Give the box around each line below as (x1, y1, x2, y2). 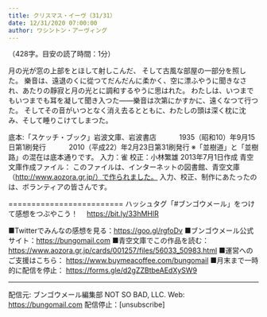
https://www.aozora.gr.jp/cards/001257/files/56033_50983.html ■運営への (8, 245, 253, 255)
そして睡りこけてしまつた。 (21, 116, 113, 126)
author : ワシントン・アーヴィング (8, 26, 108, 34)
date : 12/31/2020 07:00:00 (8, 19, 98, 27)
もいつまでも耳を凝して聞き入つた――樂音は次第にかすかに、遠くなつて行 (8, 96, 252, 106)
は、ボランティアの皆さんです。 (8, 182, 112, 191)
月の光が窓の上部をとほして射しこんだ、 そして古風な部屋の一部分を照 (8, 66, 240, 75)
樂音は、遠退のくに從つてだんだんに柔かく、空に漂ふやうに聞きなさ (23, 76, 247, 86)
